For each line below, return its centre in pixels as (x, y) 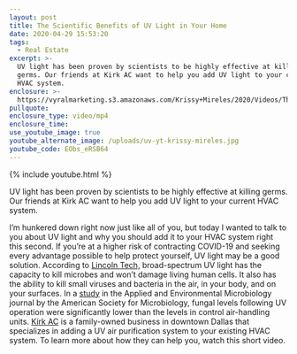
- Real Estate (43, 50)
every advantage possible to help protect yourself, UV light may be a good (145, 255)
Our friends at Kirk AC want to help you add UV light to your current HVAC (144, 201)
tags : (19, 42)
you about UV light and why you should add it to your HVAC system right (141, 236)
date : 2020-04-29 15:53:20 (59, 34)
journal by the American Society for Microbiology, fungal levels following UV (148, 303)
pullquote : (29, 108)
